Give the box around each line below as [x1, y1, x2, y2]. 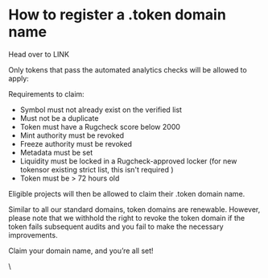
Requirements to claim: [8, 89, 85, 98]
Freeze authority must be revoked [19, 139, 133, 148]
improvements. [8, 230, 58, 239]
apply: [8, 73, 30, 83]
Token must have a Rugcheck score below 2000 [19, 122, 181, 131]
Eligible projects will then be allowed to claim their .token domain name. [8, 189, 245, 198]
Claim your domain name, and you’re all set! [8, 246, 155, 255]
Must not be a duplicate [19, 113, 99, 122]
